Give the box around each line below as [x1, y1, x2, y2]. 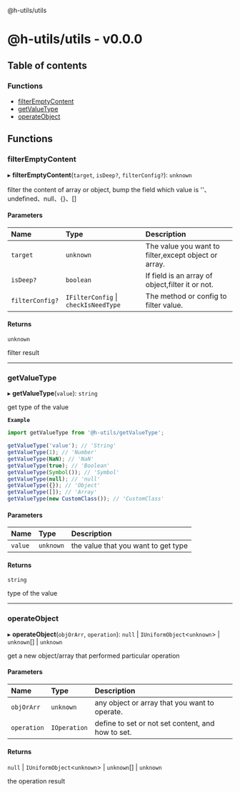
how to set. [94, 727, 132, 737]
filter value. [145, 300, 184, 310]
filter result [7, 348, 40, 356]
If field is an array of [145, 271, 213, 281]
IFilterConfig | [65, 292, 118, 302]
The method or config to [145, 291, 227, 301]
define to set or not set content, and [94, 718, 215, 728]
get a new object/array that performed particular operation [7, 651, 180, 660]
